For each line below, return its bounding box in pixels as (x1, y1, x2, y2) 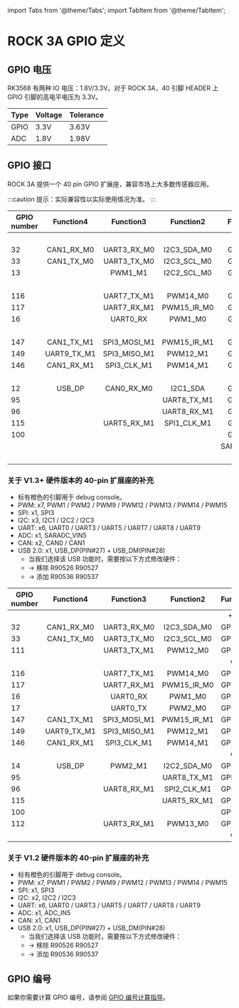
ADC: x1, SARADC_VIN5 (17, 531, 87, 540)
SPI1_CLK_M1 (164, 418, 212, 428)
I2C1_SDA (170, 383, 205, 393)
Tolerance (69, 110, 105, 120)
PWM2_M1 (110, 761, 148, 771)
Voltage (35, 110, 63, 120)
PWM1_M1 (110, 267, 148, 277)
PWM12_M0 (166, 645, 209, 655)
